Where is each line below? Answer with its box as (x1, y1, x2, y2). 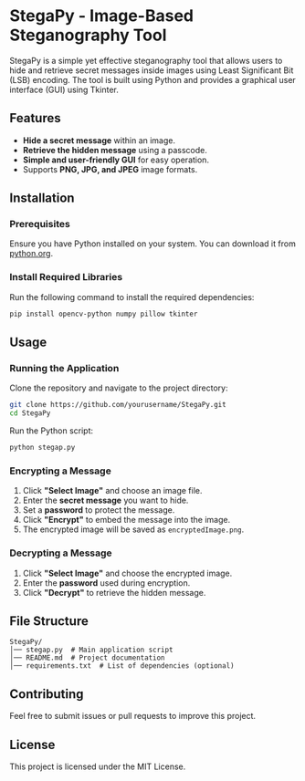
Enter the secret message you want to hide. (22, 495, 189, 506)
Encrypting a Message (9, 464, 111, 477)
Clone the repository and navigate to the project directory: (9, 382, 228, 393)
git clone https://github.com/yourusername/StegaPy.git (9, 401, 226, 410)
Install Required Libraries (9, 271, 123, 284)
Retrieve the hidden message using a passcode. (22, 144, 208, 155)
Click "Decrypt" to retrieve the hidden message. (22, 587, 206, 598)
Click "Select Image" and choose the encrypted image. (22, 568, 233, 578)
